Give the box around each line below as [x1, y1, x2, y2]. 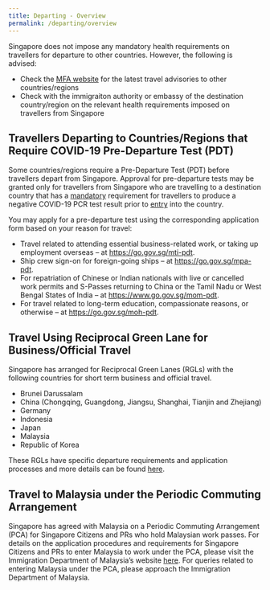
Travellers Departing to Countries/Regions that [8, 131, 248, 145]
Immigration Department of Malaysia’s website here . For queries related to [8, 555, 254, 565]
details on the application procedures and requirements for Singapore [8, 538, 239, 547]
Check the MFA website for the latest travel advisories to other [19, 74, 227, 84]
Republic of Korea [19, 440, 80, 450]
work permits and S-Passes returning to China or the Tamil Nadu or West [19, 282, 262, 292]
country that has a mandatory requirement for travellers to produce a [8, 191, 236, 201]
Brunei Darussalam [19, 389, 83, 399]
